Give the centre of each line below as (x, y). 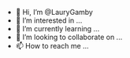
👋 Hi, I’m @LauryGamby (54, 12)
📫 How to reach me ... (52, 46)
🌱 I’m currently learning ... (58, 29)
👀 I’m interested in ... (49, 20)
